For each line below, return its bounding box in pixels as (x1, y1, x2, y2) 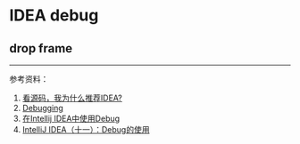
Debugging (21, 103, 64, 113)
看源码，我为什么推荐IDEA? (21, 92, 123, 103)
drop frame (9, 41, 73, 56)
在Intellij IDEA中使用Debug (21, 113, 121, 124)
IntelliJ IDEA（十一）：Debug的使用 (21, 124, 150, 134)
